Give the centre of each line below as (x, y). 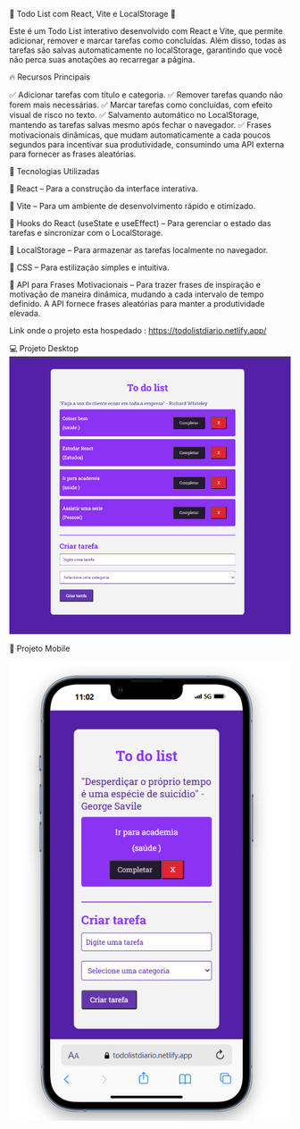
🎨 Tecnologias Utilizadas (54, 171)
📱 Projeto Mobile (40, 649)
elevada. (25, 313)
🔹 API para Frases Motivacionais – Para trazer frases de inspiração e (135, 285)
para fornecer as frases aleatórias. (73, 154)
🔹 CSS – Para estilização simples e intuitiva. (89, 267)
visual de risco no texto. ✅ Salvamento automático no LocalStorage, (134, 115)
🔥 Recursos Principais (50, 77)
